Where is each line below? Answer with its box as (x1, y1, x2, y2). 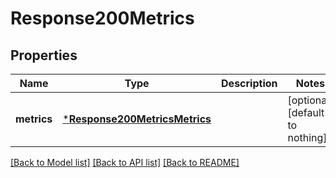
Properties (10, 47, 78, 64)
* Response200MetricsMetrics (62, 112, 212, 126)
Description (221, 77, 278, 90)
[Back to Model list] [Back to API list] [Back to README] (10, 157, 240, 168)
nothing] (287, 131, 328, 144)
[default (287, 106, 325, 119)
